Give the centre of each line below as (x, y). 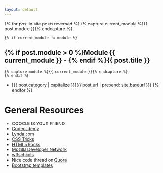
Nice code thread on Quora (39, 160)
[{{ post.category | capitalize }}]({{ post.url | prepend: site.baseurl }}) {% (85, 85)
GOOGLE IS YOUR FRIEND (38, 124)
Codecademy (25, 129)
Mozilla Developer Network (39, 149)
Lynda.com (23, 134)
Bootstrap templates (32, 165)
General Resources (44, 110)
